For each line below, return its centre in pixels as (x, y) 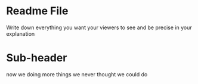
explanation (21, 33)
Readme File (37, 11)
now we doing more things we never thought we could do (77, 74)
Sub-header (37, 58)
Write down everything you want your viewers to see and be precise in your (99, 27)
